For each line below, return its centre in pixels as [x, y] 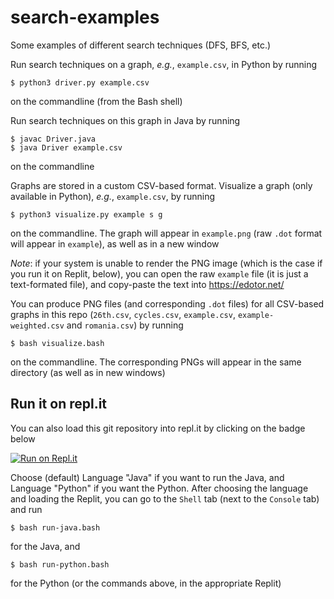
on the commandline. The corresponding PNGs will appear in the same [156, 362]
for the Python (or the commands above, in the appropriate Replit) [146, 583]
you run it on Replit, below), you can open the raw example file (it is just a [159, 273]
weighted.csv [37, 326]
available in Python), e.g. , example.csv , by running [113, 196]
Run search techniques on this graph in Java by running [125, 120]
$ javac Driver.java [53, 139]
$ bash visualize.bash [57, 343]
